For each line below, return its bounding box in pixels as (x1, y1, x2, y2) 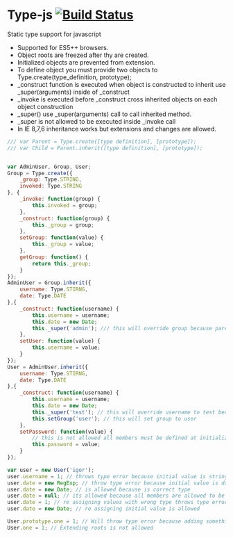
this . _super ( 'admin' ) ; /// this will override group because (32, 325, 213, 332)
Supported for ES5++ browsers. (17, 43, 109, 51)
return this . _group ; (32, 260, 92, 267)
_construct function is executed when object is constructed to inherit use (17, 80, 226, 88)
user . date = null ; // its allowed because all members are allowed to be (7, 492, 225, 500)
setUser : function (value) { (19, 338, 101, 345)
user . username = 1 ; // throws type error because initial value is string (7, 473, 228, 480)
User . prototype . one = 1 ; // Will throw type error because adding (7, 518, 203, 525)
